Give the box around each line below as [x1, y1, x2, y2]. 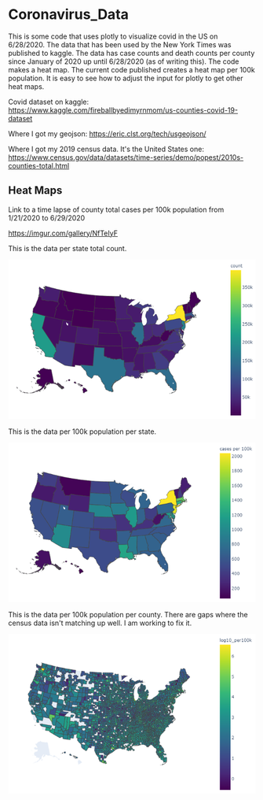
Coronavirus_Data [8, 6, 130, 24]
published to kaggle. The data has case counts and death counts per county [8, 48, 255, 57]
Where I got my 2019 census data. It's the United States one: [8, 144, 204, 154]
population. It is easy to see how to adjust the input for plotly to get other [8, 73, 243, 83]
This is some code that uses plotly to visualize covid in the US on [8, 31, 218, 41]
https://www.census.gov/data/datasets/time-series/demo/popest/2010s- [8, 152, 244, 162]
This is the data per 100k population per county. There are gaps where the [8, 609, 249, 619]
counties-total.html [8, 161, 70, 170]
